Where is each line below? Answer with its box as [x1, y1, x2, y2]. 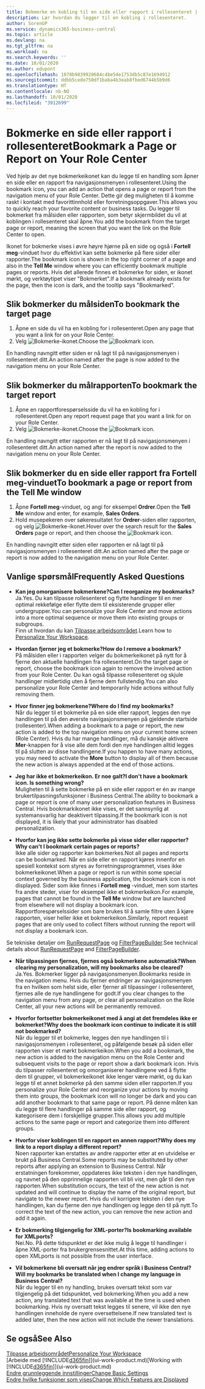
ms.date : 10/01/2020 [6, 60, 59, 66]
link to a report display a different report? [15, 1143, 122, 1150]
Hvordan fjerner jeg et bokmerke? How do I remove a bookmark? [15, 645, 181, 652]
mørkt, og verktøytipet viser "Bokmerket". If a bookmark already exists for [6, 275, 190, 282]
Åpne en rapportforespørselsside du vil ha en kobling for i [15, 406, 160, 413]
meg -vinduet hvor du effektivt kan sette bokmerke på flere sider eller [6, 248, 181, 256]
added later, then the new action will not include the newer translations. [15, 1316, 195, 1323]
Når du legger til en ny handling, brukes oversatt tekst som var [15, 1283, 173, 1291]
